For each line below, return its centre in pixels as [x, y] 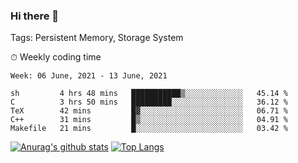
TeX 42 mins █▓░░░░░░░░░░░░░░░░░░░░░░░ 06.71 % [149, 111]
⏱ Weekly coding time [56, 57]
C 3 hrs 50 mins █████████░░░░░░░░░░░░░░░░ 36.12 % [149, 102]
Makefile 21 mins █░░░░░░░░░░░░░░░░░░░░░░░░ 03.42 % [149, 129]
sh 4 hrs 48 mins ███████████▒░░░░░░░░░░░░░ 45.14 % [149, 94]
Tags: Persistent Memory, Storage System [97, 38]
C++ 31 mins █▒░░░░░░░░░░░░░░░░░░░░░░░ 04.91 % [149, 120]
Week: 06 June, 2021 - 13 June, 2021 [89, 76]
